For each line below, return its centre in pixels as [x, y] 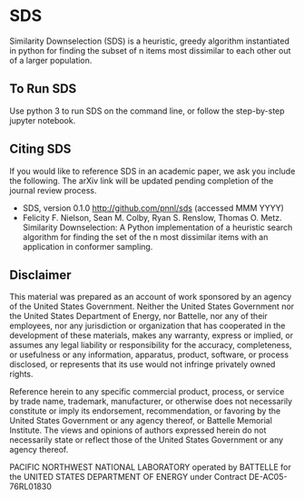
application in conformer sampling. [88, 246]
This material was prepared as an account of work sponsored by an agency [151, 297]
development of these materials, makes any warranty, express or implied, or [151, 335]
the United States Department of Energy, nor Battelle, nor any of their [138, 316]
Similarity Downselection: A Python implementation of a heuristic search [157, 227]
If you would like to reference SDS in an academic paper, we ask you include [152, 171]
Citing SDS [40, 150]
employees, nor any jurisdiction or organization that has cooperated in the [147, 326]
